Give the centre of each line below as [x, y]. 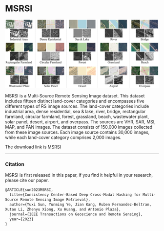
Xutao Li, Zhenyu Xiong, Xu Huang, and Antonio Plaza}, [63, 209]
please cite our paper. [27, 180]
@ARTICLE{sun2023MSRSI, [29, 190]
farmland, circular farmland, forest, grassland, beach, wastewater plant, [77, 117]
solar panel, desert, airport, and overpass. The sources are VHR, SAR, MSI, [81, 122]
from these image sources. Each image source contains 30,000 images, [77, 132]
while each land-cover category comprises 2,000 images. [63, 138]
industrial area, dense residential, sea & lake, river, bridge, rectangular [75, 112]
